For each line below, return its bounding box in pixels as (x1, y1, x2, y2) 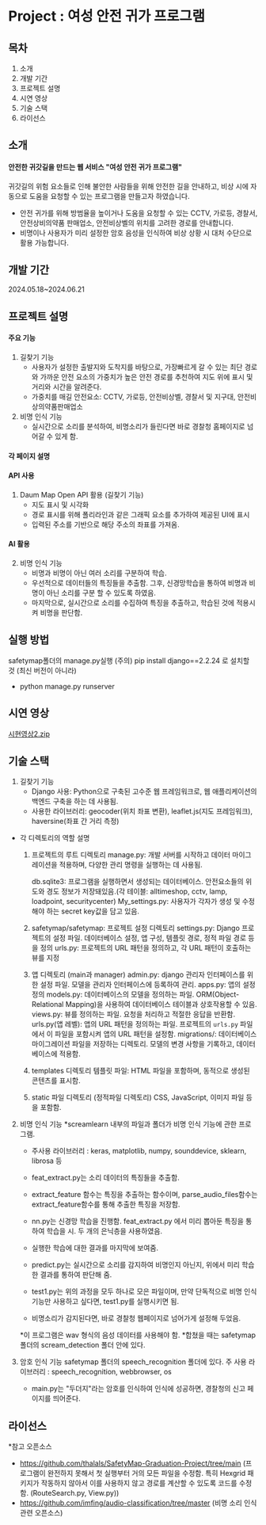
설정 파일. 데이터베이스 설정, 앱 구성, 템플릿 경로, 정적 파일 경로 (52, 933, 247, 943)
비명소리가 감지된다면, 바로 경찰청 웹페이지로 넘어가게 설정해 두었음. (31, 1313, 241, 1323)
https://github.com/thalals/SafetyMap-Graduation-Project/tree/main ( (19, 1458, 246, 1468)
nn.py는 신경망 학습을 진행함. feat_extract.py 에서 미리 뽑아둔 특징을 (31, 1217, 244, 1226)
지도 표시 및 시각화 (31, 500, 89, 509)
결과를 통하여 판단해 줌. (40, 1270, 112, 1279)
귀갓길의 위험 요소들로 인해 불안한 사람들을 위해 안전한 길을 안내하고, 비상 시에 (8, 181, 249, 191)
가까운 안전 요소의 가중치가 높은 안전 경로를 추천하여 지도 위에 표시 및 (40, 372, 253, 381)
